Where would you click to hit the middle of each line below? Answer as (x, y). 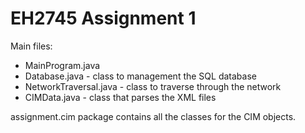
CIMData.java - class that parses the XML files (120, 97)
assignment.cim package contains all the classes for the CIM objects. (153, 116)
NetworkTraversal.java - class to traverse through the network (153, 86)
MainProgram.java (62, 65)
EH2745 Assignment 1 (103, 18)
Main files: (31, 46)
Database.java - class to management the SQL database (140, 76)
